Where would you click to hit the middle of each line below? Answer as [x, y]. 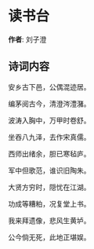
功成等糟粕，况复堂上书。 [49, 203]
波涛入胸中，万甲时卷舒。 [49, 120]
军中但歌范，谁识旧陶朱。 [49, 170]
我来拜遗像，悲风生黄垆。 [49, 220]
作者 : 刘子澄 [27, 39]
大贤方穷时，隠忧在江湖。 [49, 187]
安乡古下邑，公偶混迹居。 [49, 86]
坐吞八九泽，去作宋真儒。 [49, 137]
